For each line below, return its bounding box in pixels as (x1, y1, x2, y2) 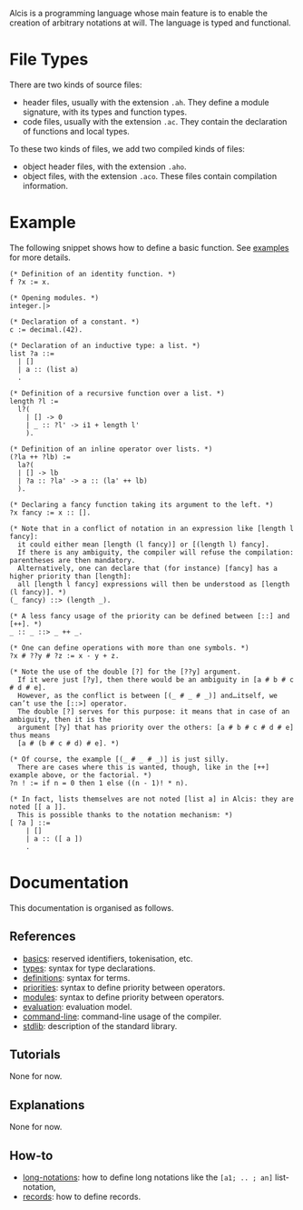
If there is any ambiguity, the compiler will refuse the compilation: (17, 547, 295, 557)
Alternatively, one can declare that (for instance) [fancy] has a (17, 564, 279, 573)
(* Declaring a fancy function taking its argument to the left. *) (9, 500, 274, 509)
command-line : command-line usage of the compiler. (22, 1011, 222, 1022)
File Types (9, 49, 89, 70)
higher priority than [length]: (9, 572, 132, 581)
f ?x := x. (9, 277, 51, 286)
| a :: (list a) (17, 365, 79, 374)
